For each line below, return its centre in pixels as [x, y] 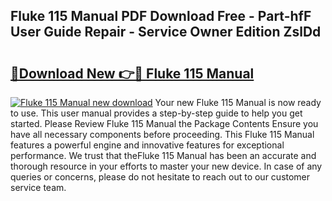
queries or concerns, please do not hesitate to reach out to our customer [160, 177]
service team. [38, 187]
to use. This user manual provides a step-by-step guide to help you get [156, 113]
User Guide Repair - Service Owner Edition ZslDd [166, 32]
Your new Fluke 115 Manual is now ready [238, 102]
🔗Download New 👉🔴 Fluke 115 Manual [132, 73]
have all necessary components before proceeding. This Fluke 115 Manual [162, 134]
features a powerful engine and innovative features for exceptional [147, 145]
